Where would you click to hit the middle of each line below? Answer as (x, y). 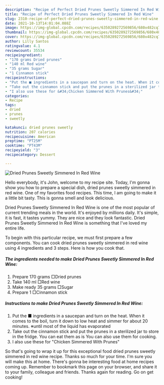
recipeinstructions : (26, 78)
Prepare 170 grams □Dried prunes (47, 277)
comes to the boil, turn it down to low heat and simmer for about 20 (80, 321)
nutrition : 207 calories (30, 132)
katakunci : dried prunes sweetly (39, 128)
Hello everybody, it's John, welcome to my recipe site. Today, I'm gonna (78, 182)
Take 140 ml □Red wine (36, 282)
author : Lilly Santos (27, 42)
